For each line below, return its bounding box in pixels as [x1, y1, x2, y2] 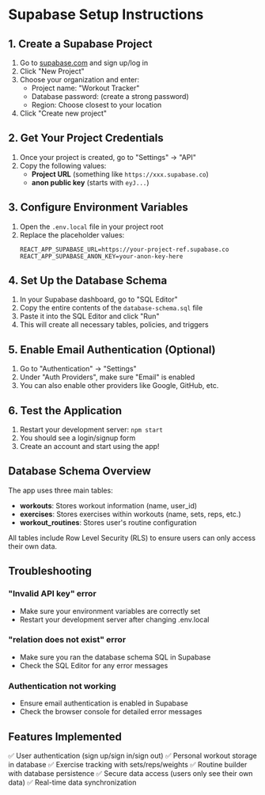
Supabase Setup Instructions [8, 6, 204, 24]
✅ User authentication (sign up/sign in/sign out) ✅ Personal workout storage [8, 751, 257, 760]
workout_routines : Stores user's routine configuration [19, 517, 197, 527]
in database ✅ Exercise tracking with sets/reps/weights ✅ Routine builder [8, 759, 248, 769]
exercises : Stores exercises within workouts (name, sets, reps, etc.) [19, 509, 241, 519]
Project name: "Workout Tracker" [31, 83, 140, 93]
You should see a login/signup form [19, 433, 136, 443]
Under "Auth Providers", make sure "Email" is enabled [19, 372, 195, 382]
